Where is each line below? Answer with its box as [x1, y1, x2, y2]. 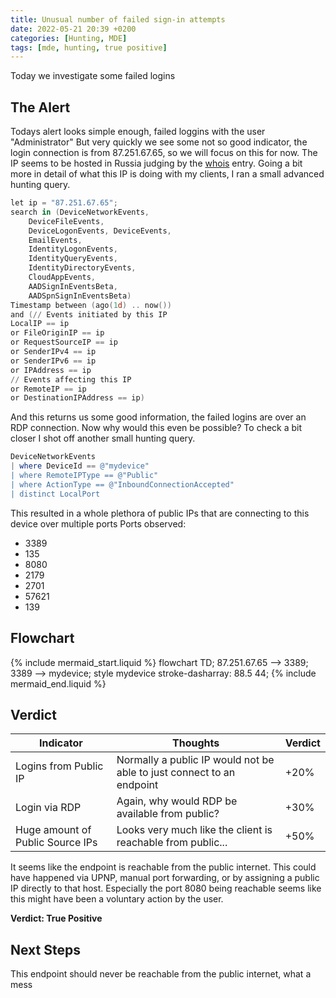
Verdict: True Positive [10, 912, 103, 925]
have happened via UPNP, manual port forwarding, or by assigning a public [10, 872, 320, 884]
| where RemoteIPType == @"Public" [10, 471, 159, 481]
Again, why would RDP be [116, 794, 238, 808]
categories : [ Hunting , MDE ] [10, 33, 128, 43]
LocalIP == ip [10, 319, 70, 329]
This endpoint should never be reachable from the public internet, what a [10, 968, 312, 980]
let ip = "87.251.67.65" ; [10, 198, 118, 208]
